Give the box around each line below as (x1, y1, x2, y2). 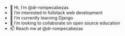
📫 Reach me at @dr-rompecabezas (9, 26, 83, 31)
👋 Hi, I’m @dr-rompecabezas (9, 5, 69, 10)
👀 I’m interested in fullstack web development (9, 10, 103, 16)
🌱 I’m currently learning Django (9, 15, 73, 20)
